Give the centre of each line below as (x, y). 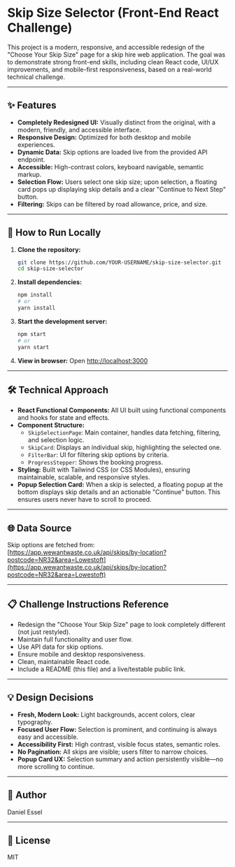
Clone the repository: (49, 249)
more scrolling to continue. (56, 766)
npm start (32, 334)
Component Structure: (51, 425)
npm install (35, 295)
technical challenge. (36, 77)
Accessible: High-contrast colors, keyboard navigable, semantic (111, 167)
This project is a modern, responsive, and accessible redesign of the (106, 47)
